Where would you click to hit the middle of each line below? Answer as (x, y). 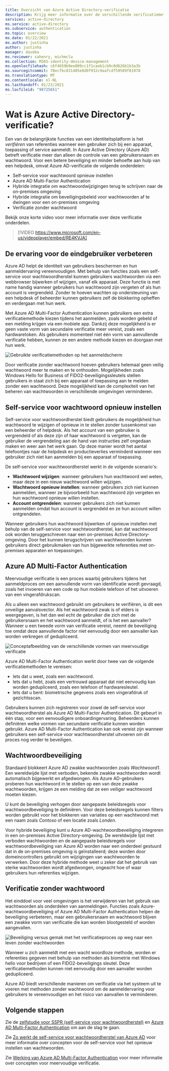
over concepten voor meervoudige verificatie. (53, 1063)
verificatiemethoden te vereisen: (39, 666)
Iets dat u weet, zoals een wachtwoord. (53, 676)
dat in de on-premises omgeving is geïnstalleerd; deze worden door (75, 851)
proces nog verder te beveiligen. (39, 740)
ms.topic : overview (26, 33)
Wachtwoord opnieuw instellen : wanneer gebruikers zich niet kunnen (86, 487)
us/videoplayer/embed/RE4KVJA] (52, 238)
